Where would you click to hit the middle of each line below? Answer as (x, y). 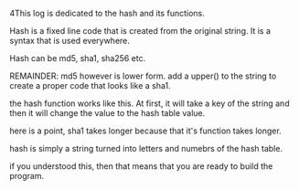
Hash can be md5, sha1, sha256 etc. (78, 58)
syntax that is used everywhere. (70, 41)
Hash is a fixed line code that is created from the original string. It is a (140, 31)
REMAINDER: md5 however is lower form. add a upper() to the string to (143, 76)
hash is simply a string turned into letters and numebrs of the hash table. (146, 148)
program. (27, 176)
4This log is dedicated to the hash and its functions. (107, 13)
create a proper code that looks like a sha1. (90, 85)
